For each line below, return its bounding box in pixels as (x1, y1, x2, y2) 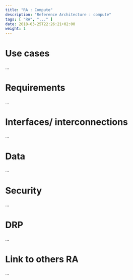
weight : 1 (5, 26, 26, 31)
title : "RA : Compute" (5, 7, 53, 13)
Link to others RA (5, 253, 79, 265)
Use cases (5, 48, 50, 59)
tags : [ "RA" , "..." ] (5, 17, 53, 22)
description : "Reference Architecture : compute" (5, 12, 112, 17)
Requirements (5, 82, 65, 94)
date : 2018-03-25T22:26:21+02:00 (5, 21, 76, 27)
